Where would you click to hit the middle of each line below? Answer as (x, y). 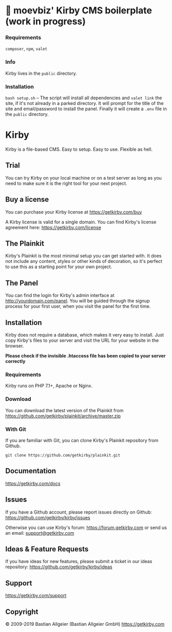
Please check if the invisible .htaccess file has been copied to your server (85, 356)
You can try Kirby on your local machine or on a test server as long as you (83, 178)
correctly (15, 361)
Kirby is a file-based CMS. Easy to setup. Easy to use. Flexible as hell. (79, 149)
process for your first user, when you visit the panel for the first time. (78, 306)
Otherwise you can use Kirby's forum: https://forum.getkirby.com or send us (86, 528)
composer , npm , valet (26, 49)
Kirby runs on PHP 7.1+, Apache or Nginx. (49, 386)
